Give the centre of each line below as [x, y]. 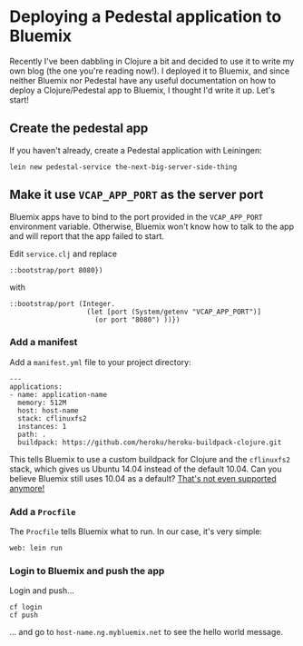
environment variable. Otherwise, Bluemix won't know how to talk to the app [152, 226]
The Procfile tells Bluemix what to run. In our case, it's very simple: [136, 532]
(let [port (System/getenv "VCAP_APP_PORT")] [174, 312]
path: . [32, 434]
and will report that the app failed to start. [87, 236]
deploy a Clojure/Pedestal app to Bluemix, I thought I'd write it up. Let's [142, 90]
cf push [24, 615]
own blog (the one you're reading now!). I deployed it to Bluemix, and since [150, 71]
